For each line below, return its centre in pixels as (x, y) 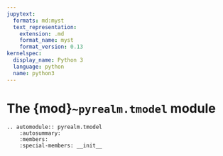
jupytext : (21, 14)
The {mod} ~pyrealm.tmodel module (111, 108)
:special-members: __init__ (61, 146)
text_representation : (45, 27)
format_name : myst (47, 40)
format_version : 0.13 (51, 47)
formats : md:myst (39, 21)
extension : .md (42, 34)
